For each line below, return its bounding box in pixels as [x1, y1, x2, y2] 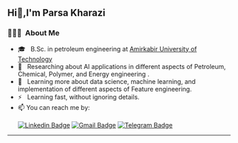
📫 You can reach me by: [17, 103, 91, 111]
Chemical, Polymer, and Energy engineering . [17, 70, 150, 78]
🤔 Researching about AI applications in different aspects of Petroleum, [17, 62, 227, 70]
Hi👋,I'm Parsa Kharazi [7, 7, 106, 19]
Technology [17, 54, 53, 63]
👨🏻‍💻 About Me [7, 28, 60, 38]
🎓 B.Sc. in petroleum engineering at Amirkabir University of [17, 44, 197, 53]
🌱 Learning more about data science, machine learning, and [17, 77, 196, 85]
